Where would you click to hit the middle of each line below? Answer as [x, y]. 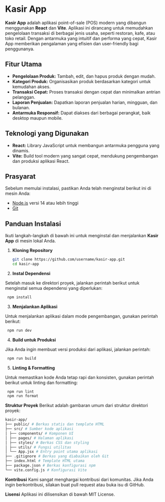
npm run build [22, 358]
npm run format [23, 396]
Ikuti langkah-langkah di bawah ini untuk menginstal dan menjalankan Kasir [82, 236]
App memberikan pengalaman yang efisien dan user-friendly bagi [72, 43]
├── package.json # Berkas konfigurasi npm [50, 466]
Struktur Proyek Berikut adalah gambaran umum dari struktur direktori [77, 406]
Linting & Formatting [33, 368]
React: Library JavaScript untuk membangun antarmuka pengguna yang [86, 145]
